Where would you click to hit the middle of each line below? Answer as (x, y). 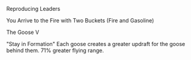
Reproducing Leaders (33, 9)
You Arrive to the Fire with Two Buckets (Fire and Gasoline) (80, 20)
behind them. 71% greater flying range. (55, 50)
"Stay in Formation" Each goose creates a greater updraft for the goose (96, 44)
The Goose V (23, 32)
